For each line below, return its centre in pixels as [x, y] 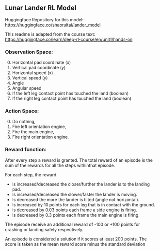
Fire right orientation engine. [40, 137]
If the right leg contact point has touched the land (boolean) [72, 98]
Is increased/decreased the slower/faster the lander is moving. [74, 194]
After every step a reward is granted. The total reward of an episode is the [79, 160]
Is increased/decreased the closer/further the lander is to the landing [81, 184]
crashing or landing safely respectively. [44, 229]
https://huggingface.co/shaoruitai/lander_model [53, 25]
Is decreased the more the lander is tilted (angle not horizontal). [76, 199]
